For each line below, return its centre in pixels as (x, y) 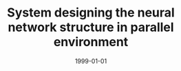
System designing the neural (91, 13)
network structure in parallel (91, 27)
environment (91, 42)
